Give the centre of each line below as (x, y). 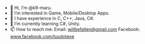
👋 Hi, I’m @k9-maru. (31, 8)
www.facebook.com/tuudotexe (42, 36)
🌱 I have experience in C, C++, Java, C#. (52, 18)
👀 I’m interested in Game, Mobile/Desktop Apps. (60, 13)
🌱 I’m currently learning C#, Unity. (45, 23)
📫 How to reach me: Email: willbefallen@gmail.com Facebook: (75, 29)
